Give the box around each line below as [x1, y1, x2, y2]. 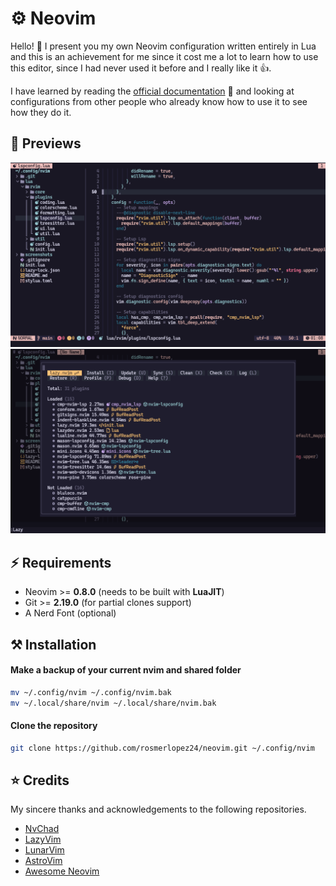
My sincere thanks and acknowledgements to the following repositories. [10, 803, 307, 816]
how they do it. [10, 106, 72, 118]
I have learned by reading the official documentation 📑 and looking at [10, 85, 295, 97]
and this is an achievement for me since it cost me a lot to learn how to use [10, 50, 319, 62]
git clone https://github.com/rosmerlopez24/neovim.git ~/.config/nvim [10, 743, 315, 753]
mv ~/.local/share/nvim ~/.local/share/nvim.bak [10, 698, 217, 708]
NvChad [24, 823, 60, 835]
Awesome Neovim [24, 865, 100, 877]
